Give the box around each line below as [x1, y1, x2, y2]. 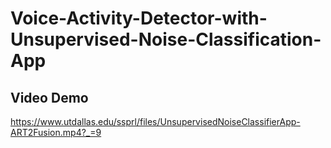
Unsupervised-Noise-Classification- [10, 28, 322, 51]
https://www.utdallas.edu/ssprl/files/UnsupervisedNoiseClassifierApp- [10, 116, 301, 127]
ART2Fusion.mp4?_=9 [10, 127, 102, 138]
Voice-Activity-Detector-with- [10, 7, 268, 30]
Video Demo [10, 89, 89, 106]
